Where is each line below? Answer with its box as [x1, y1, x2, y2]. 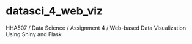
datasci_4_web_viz [6, 4, 103, 18]
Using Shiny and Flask [6, 30, 62, 37]
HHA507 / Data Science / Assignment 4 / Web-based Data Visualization [6, 24, 186, 31]
